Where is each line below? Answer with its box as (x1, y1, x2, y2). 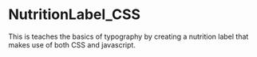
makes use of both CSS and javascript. (8, 40, 136, 49)
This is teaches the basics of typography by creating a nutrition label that (8, 32, 249, 41)
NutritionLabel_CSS (8, 6, 141, 24)
